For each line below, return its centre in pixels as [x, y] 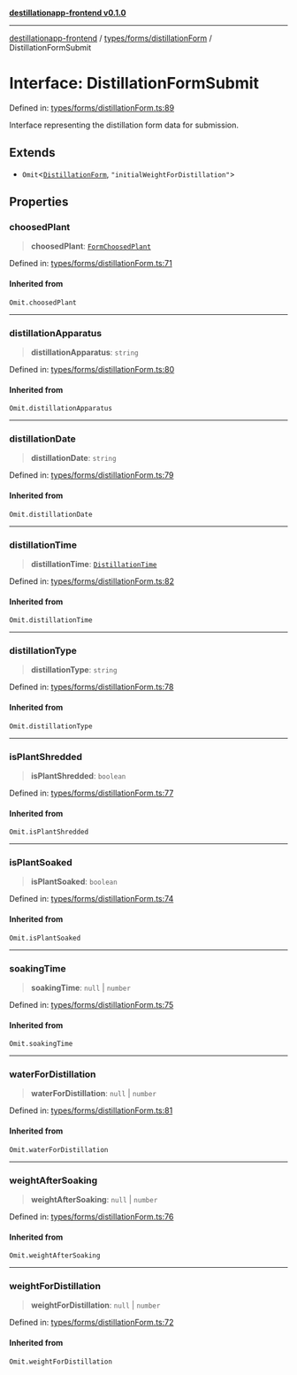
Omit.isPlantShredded [49, 832]
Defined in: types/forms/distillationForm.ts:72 [91, 1323]
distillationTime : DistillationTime [94, 564]
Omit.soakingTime [41, 1044]
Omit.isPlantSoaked [45, 938]
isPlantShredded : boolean [78, 776]
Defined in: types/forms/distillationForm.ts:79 [91, 475]
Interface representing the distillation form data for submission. [124, 125]
